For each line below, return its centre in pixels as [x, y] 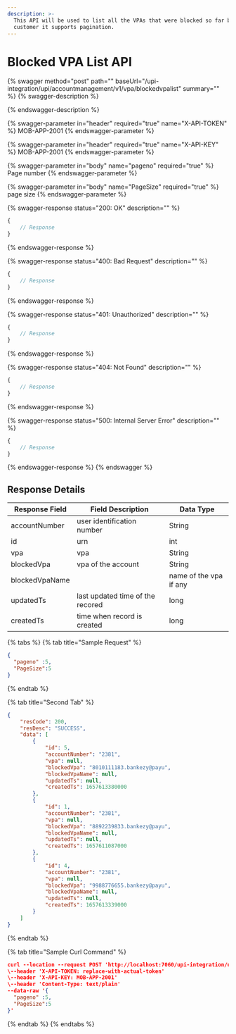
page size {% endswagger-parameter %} [67, 194]
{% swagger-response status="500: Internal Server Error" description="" [113, 421]
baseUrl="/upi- [137, 81]
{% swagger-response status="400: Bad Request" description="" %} [107, 261]
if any [178, 585]
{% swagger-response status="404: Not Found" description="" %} [104, 368]
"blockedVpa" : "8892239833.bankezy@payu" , [108, 826]
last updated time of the [116, 596]
